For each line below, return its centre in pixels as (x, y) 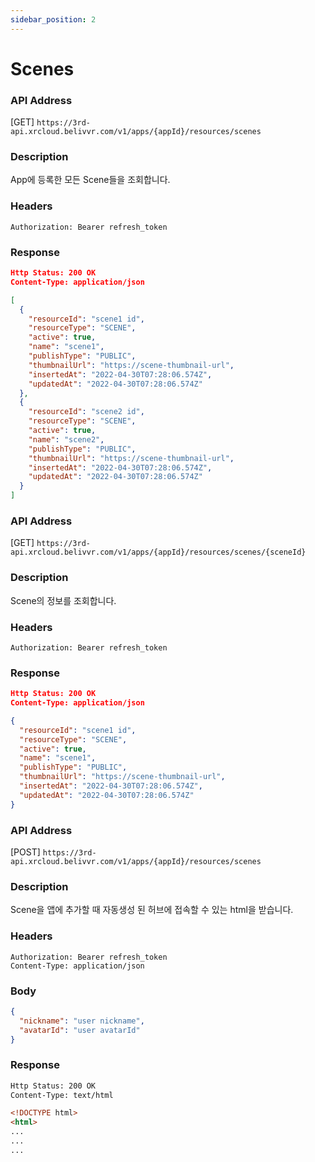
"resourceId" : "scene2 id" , (86, 412)
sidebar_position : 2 (53, 19)
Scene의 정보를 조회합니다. (63, 600)
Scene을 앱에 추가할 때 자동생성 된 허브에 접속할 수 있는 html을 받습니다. (152, 910)
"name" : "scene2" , (66, 439)
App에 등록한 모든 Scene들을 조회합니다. (90, 180)
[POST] (25, 852)
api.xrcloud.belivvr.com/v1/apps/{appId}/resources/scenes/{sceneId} (158, 552)
